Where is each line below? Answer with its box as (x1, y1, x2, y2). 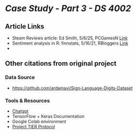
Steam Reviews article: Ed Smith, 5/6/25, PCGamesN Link (12, 35, 128, 41)
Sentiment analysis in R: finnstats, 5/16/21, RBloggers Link (12, 40, 128, 46)
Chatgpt (12, 108, 29, 114)
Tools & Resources (5, 97, 50, 104)
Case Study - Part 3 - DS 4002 (5, 3, 131, 14)
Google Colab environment (12, 118, 66, 124)
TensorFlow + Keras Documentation (12, 113, 84, 119)
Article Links (5, 22, 45, 31)
